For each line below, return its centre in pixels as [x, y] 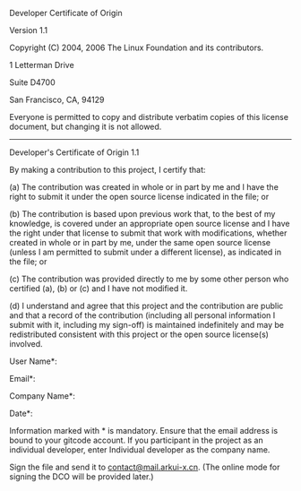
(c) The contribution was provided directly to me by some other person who [149, 279]
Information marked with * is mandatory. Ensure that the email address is [144, 431]
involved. [26, 344]
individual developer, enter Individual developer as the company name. [140, 450]
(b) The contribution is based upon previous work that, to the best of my [142, 214]
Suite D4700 [32, 82]
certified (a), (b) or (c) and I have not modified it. [99, 289]
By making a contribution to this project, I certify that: [107, 170]
